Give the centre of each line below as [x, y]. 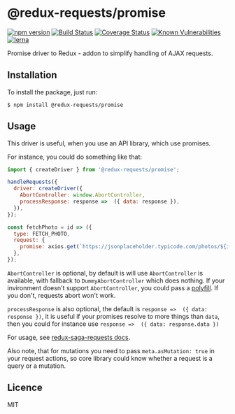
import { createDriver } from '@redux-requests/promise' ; [93, 169]
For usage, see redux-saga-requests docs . [69, 337]
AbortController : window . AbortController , [83, 195]
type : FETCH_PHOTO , [42, 234]
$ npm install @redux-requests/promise [65, 105]
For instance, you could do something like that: [74, 157]
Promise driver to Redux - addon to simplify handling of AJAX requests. [110, 53]
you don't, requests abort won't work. [62, 295]
